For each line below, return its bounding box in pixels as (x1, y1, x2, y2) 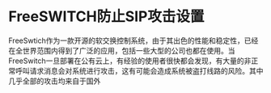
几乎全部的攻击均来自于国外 (8, 76, 101, 86)
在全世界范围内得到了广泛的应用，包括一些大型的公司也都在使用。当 (8, 45, 235, 55)
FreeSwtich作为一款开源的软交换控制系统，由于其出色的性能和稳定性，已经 (8, 36, 259, 45)
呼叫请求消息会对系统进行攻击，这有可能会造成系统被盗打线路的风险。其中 (15, 66, 264, 75)
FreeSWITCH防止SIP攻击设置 (8, 7, 205, 26)
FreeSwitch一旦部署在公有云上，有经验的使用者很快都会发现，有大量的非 (8, 56, 252, 66)
